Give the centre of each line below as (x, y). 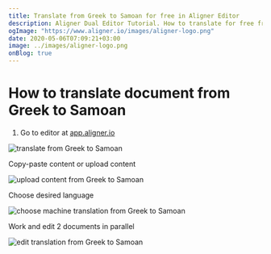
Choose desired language (51, 195)
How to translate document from (119, 93)
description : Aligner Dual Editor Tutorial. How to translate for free (131, 23)
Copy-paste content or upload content (72, 164)
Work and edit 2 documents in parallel (71, 226)
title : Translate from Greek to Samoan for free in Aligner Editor (124, 16)
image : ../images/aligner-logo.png (68, 46)
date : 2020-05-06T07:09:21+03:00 (65, 38)
